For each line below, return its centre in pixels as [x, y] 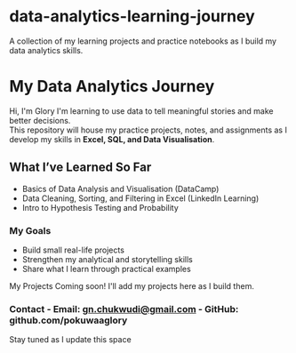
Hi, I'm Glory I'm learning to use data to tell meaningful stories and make [141, 111]
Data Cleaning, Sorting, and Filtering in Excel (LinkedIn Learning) [140, 198]
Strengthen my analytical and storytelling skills [107, 259]
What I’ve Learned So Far [80, 168]
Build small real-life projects [73, 250]
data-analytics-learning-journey [132, 16]
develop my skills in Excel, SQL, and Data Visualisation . [112, 139]
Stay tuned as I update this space [70, 340]
